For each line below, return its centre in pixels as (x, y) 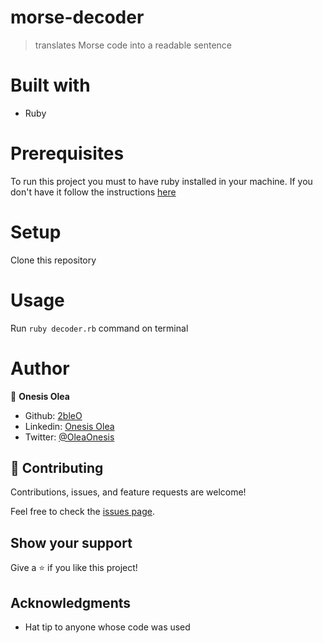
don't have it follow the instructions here (93, 192)
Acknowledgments (71, 602)
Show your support (71, 542)
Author (40, 368)
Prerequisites (67, 153)
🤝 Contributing (57, 468)
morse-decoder (77, 17)
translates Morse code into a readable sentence (133, 45)
